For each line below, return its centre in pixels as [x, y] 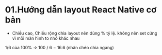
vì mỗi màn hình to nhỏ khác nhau [46, 38]
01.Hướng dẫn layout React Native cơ [81, 10]
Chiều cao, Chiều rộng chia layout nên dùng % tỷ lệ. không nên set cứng [85, 33]
